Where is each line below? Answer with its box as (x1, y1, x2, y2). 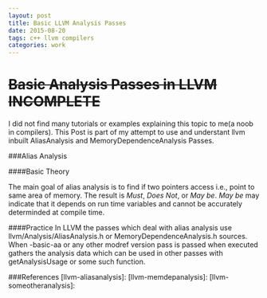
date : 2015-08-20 (8, 26, 66, 34)
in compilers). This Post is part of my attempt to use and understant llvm (8, 127, 245, 137)
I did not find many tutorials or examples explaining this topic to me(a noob (8, 119, 253, 128)
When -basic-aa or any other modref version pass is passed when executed (8, 240, 259, 249)
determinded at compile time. (8, 208, 105, 218)
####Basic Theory (8, 167, 70, 176)
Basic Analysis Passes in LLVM (8, 76, 218, 94)
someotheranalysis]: (8, 280, 76, 291)
